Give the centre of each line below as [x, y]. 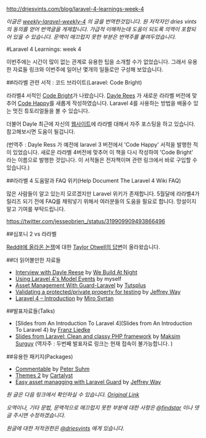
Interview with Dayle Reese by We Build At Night [76, 272]
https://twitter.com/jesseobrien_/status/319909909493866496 [86, 221]
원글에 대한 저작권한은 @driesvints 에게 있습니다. [65, 428]
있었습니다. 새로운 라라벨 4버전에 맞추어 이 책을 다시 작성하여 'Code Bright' [103, 152]
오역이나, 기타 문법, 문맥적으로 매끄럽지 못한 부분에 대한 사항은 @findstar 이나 [100, 408]
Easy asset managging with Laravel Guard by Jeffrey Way [88, 382]
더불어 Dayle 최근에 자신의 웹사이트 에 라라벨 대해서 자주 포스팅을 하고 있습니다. [101, 124]
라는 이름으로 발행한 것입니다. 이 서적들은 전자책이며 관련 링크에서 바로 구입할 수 [102, 160]
